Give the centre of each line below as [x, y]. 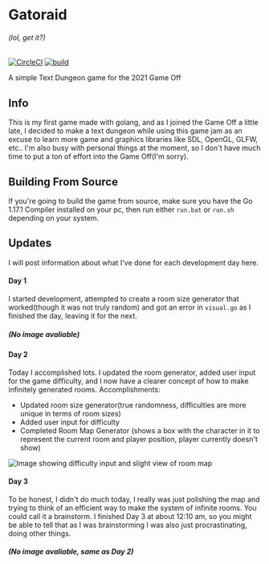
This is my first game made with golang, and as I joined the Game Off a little [133, 123]
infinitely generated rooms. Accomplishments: [84, 389]
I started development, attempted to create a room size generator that [124, 299]
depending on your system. [54, 218]
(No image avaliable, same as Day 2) [71, 552]
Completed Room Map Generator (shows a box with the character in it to [140, 430]
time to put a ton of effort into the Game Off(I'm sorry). [98, 156]
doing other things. [40, 533]
